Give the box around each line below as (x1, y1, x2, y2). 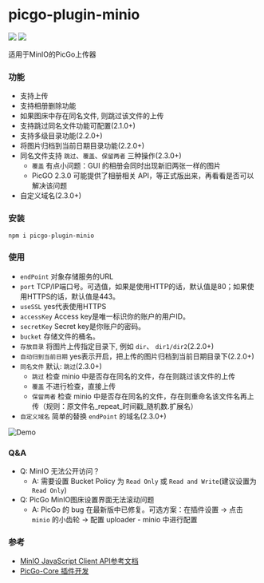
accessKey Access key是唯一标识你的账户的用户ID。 (19, 311, 190, 321)
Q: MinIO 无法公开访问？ (19, 466, 100, 476)
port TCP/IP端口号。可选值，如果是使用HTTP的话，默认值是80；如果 (19, 281, 247, 291)
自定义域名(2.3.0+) (19, 191, 82, 200)
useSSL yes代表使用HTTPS (19, 301, 107, 311)
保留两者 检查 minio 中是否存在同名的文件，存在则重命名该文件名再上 (31, 391, 254, 401)
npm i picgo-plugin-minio (8, 232, 94, 240)
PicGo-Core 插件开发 (19, 566, 89, 576)
